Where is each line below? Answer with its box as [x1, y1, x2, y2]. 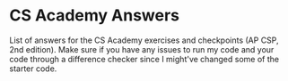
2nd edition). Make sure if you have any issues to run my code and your [9, 44, 275, 54]
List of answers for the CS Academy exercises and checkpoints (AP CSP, [9, 35, 280, 45]
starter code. [9, 63, 57, 74]
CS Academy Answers [9, 5, 180, 26]
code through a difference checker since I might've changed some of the [9, 53, 280, 64]
